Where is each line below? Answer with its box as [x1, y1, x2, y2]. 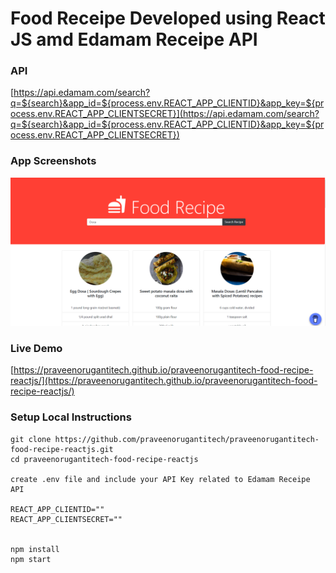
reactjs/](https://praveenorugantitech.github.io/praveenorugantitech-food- [10, 375, 318, 387]
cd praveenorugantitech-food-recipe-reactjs [10, 454, 199, 464]
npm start [10, 554, 52, 564]
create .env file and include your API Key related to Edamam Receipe [10, 474, 311, 484]
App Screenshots [10, 154, 97, 168]
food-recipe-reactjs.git [10, 444, 114, 454]
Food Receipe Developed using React [10, 7, 326, 30]
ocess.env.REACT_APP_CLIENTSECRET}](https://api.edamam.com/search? [10, 108, 320, 120]
